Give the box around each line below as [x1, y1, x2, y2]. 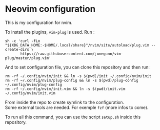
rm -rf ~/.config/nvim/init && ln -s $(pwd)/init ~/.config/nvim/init [5, 73, 152, 79]
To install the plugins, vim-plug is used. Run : [5, 29, 95, 35]
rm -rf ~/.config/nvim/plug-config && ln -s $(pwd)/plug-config [5, 78, 139, 83]
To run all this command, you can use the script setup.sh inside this [5, 114, 141, 120]
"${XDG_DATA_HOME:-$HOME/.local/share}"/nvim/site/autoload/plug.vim [5, 43, 150, 47]
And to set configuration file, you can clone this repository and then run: [5, 64, 150, 70]
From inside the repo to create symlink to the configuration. [5, 99, 124, 105]
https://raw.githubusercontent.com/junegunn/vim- [20, 51, 123, 56]
